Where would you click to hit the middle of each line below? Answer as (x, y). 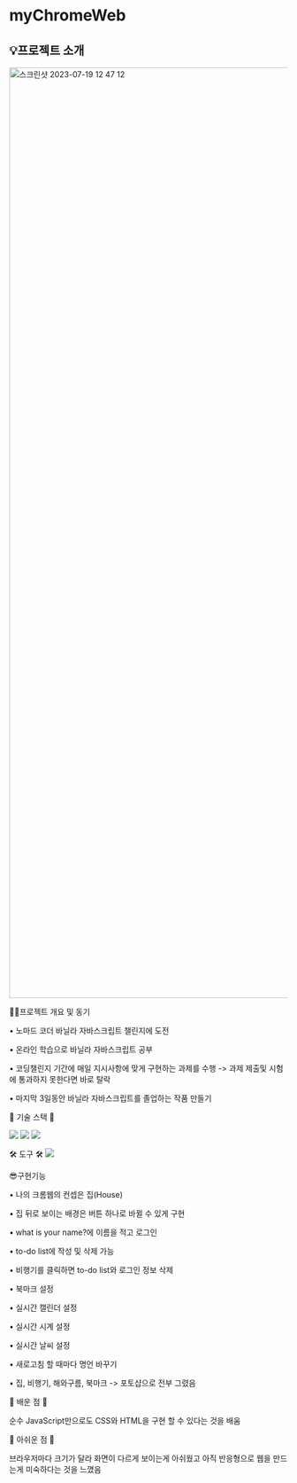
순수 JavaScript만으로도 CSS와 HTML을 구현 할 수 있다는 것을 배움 (125, 1421)
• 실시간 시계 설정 (40, 1327)
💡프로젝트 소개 (47, 50)
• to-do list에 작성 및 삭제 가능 (62, 1251)
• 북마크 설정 (32, 1289)
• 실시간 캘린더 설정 (43, 1307)
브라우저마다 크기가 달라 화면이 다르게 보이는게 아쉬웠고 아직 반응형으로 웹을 (140, 1458)
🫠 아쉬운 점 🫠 (32, 1440)
